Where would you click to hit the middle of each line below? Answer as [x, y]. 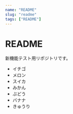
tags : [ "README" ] [23, 19]
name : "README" [21, 10]
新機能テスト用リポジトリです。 [38, 58]
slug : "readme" [21, 14]
